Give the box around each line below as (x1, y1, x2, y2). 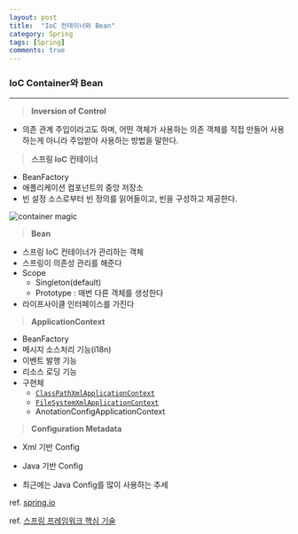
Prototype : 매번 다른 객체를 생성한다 (35, 287, 164, 298)
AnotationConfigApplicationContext (35, 406, 166, 417)
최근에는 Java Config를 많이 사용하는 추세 (21, 480, 169, 491)
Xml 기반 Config (21, 442, 80, 452)
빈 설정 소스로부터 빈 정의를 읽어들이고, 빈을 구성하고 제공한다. (21, 193, 238, 204)
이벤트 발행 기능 (21, 356, 77, 366)
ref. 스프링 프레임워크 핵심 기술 (9, 515, 116, 526)
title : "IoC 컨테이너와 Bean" (9, 21, 115, 30)
